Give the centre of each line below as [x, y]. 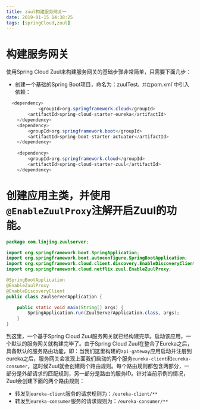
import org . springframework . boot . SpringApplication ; [73, 252]
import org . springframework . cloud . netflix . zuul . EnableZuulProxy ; [89, 269]
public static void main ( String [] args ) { [70, 307]
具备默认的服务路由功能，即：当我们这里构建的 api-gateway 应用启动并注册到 [99, 351]
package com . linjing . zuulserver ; [48, 242]
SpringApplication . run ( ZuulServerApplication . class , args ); [104, 313]
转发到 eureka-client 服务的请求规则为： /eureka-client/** [86, 394]
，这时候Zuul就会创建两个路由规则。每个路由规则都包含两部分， [106, 366]
